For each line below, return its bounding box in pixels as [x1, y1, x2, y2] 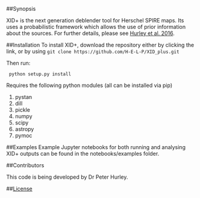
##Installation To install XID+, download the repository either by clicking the [6, 42, 195, 48]
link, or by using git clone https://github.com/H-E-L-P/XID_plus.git [6, 48, 180, 55]
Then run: [6, 60, 31, 66]
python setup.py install [8, 71, 71, 77]
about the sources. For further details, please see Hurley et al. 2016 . [6, 30, 175, 37]
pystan [14, 94, 33, 100]
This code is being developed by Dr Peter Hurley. [6, 173, 128, 180]
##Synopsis [6, 5, 36, 12]
